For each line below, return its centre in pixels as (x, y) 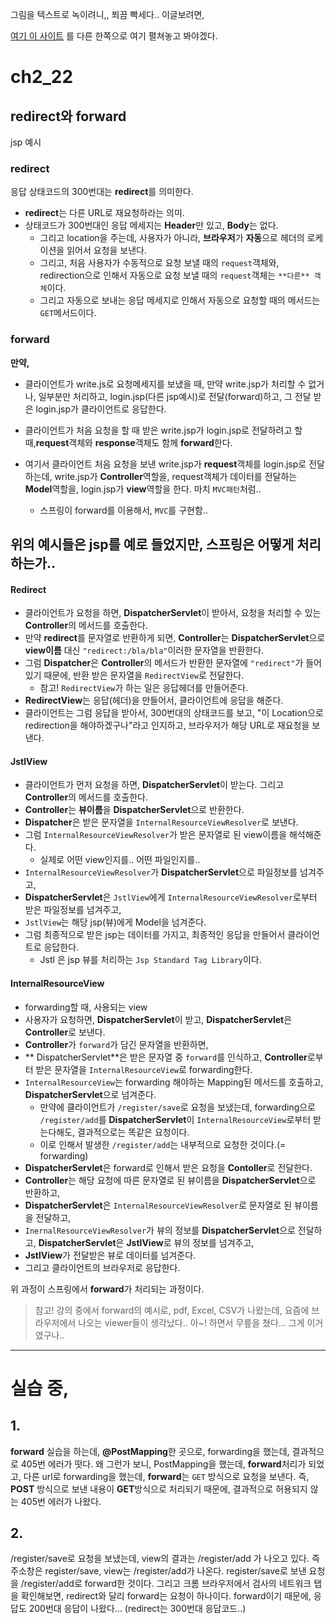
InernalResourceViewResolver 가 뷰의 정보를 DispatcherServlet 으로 (160, 1230)
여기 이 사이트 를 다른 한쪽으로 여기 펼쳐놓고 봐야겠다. (114, 36)
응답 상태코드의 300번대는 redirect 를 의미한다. (102, 192)
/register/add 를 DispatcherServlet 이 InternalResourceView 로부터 (175, 1119)
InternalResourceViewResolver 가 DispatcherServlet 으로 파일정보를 (161, 872)
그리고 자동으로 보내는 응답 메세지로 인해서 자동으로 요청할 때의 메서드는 (180, 300)
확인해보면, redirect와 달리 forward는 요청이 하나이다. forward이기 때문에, (166, 1596)
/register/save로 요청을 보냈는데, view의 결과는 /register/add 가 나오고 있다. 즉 (165, 1559)
